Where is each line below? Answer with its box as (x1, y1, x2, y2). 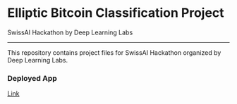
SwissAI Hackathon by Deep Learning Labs (7, 28, 133, 37)
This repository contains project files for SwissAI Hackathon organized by (7, 48, 221, 57)
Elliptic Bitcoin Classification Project (7, 5, 224, 21)
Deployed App (7, 73, 58, 83)
